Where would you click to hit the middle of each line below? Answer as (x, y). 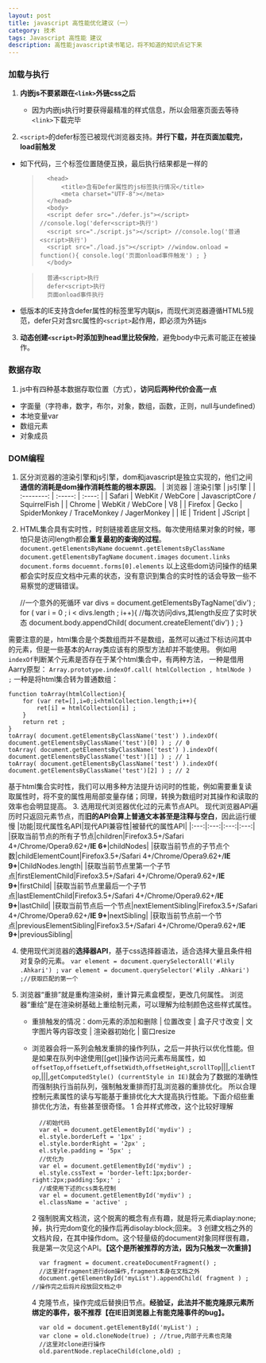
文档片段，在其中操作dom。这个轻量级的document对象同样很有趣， (143, 1238)
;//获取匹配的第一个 (49, 979)
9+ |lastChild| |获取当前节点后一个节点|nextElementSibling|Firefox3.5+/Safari (133, 906)
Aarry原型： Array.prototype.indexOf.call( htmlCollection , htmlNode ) (130, 669)
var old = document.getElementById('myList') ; (119, 1328)
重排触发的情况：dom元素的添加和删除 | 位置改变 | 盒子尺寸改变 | (138, 1021)
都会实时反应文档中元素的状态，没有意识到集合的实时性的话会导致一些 (135, 576)
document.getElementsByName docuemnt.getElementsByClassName (122, 549)
